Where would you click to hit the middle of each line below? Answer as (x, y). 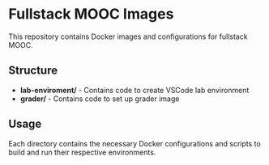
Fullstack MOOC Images (91, 14)
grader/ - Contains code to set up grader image (100, 99)
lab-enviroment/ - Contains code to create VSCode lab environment (134, 90)
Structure (33, 71)
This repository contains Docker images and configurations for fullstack (128, 36)
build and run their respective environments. (82, 152)
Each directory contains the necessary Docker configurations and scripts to (134, 143)
